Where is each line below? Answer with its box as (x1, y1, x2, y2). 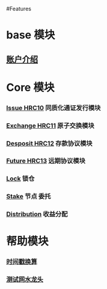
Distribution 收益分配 (6, 210, 68, 218)
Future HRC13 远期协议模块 (6, 157, 86, 165)
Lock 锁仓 (6, 175, 35, 183)
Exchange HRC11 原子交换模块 (6, 121, 94, 129)
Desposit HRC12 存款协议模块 (6, 139, 93, 148)
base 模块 (6, 28, 55, 42)
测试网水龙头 (6, 275, 44, 284)
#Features (6, 5, 32, 12)
